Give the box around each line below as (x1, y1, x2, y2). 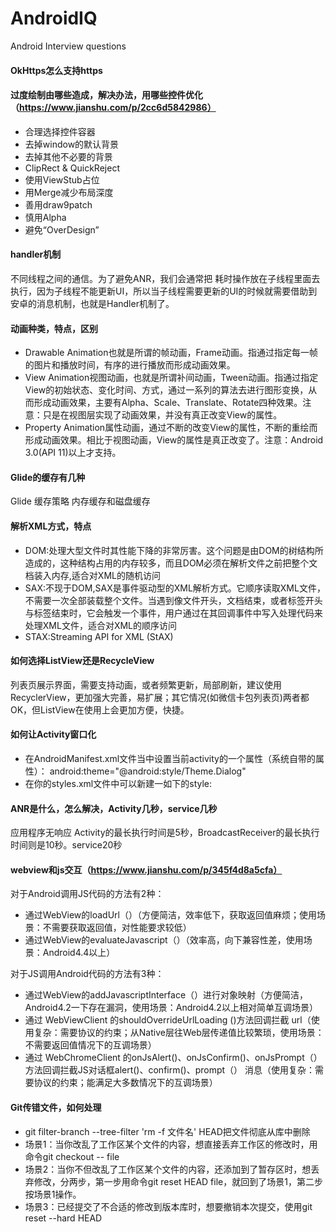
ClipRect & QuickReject (24, 162, 120, 174)
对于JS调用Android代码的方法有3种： (10, 968, 165, 980)
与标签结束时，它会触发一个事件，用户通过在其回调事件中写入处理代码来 (24, 607, 323, 619)
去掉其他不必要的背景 (24, 150, 113, 162)
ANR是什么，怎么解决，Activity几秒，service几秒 (10, 802, 218, 814)
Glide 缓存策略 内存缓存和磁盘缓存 (10, 495, 151, 507)
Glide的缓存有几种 (10, 471, 86, 483)
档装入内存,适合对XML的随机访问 (24, 569, 161, 581)
